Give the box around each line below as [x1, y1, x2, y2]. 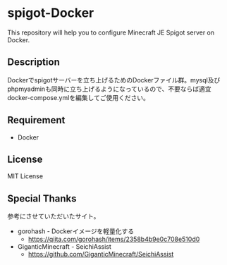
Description [7, 56, 60, 68]
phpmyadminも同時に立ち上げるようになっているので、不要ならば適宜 [7, 85, 211, 93]
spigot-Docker [7, 5, 94, 21]
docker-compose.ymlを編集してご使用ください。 [7, 93, 149, 101]
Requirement [7, 114, 66, 126]
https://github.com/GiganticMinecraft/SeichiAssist [27, 250, 174, 259]
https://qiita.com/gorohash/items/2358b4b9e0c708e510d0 [27, 235, 200, 244]
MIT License [7, 172, 44, 180]
